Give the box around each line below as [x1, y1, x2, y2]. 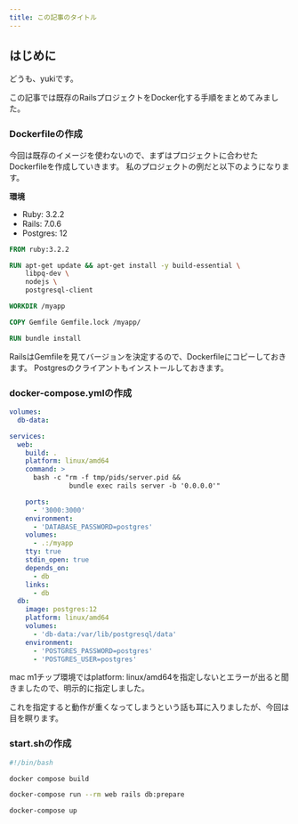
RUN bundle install [9, 334, 82, 343]
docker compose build [9, 774, 90, 783]
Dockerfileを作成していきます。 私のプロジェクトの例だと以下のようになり [9, 161, 282, 172]
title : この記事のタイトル [9, 12, 98, 22]
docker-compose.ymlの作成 [9, 386, 133, 399]
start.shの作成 [9, 738, 72, 750]
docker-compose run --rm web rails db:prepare [9, 790, 185, 799]
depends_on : [25, 563, 69, 572]
